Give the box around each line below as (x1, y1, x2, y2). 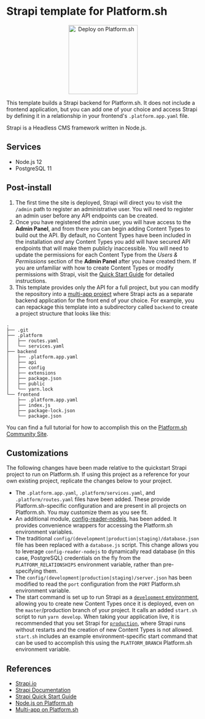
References (6, 663, 52, 674)
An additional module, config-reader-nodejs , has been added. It (15, 515, 177, 523)
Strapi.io (15, 680, 37, 687)
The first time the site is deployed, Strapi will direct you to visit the (15, 198, 182, 206)
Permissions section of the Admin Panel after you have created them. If (15, 257, 196, 265)
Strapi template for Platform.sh (6, 4, 168, 18)
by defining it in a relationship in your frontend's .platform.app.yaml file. (6, 112, 189, 119)
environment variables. (15, 528, 74, 535)
